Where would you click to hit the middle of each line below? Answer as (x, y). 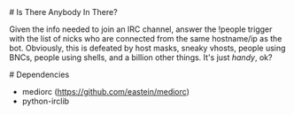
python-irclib (45, 101)
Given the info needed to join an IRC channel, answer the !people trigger (141, 29)
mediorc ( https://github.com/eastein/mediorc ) (106, 92)
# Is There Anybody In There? (63, 12)
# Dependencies (39, 74)
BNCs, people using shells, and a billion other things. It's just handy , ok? (141, 57)
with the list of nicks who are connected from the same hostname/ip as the (146, 38)
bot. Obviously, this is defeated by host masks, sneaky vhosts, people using (147, 48)
